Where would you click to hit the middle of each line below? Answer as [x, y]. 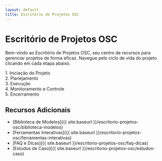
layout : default [22, 10]
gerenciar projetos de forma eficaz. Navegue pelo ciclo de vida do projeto [81, 58]
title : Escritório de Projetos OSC [42, 14]
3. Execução [18, 84]
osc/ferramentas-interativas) [42, 138]
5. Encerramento [22, 94]
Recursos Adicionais [38, 110]
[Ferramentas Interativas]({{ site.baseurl [54, 133]
